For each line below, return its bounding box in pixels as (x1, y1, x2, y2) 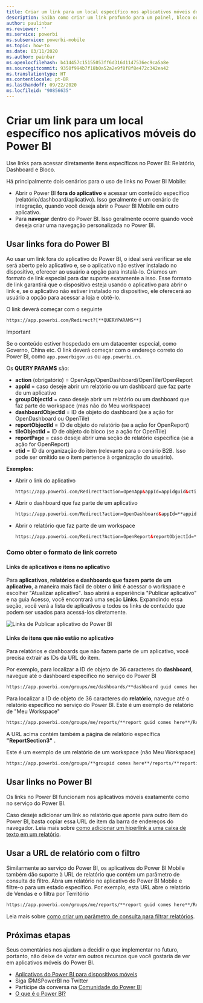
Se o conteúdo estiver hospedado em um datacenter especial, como (6, 340, 177, 347)
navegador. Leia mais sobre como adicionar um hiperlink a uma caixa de (6, 824, 186, 831)
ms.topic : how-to (6, 43, 50, 49)
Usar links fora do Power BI (6, 239, 110, 249)
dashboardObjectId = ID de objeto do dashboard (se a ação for (14, 408, 174, 415)
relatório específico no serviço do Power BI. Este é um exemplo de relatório (6, 702, 194, 709)
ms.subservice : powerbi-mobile (6, 37, 85, 43)
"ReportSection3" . (6, 737, 56, 745)
